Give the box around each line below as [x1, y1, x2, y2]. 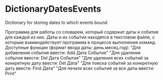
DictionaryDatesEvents [5, 3, 101, 15]
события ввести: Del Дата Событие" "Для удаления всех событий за [5, 55, 149, 60]
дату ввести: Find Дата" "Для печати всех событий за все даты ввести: [5, 65, 155, 71]
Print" [5, 70, 17, 76]
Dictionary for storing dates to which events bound [5, 20, 108, 25]
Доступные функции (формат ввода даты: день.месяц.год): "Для [5, 44, 141, 50]
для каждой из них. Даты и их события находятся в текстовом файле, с [5, 34, 155, 40]
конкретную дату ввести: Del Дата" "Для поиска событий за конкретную [5, 60, 158, 66]
